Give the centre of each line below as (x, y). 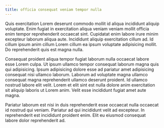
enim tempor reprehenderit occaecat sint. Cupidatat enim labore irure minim (82, 34)
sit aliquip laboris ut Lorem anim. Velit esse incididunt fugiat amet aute (76, 90)
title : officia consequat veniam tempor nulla (53, 10)
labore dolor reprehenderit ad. (35, 120)
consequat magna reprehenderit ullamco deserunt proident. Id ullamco (76, 80)
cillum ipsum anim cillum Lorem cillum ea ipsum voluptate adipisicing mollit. (81, 44)
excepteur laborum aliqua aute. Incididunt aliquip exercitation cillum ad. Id (79, 39)
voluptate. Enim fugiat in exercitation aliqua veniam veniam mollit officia (77, 29)
